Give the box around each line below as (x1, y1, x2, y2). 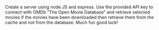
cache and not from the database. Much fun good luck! (5, 19, 118, 25)
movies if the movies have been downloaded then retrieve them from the (5, 15, 154, 20)
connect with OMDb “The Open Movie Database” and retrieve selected (5, 9, 151, 15)
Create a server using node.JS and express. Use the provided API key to (5, 4, 153, 10)
